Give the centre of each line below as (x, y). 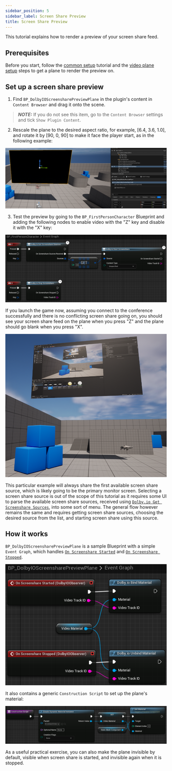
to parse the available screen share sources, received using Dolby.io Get (83, 502)
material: (15, 699)
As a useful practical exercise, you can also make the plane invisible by (80, 752)
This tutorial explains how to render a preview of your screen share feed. (82, 37)
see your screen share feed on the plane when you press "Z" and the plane (84, 321)
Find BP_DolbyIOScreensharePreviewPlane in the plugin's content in (82, 99)
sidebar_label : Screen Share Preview (46, 16)
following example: (33, 141)
